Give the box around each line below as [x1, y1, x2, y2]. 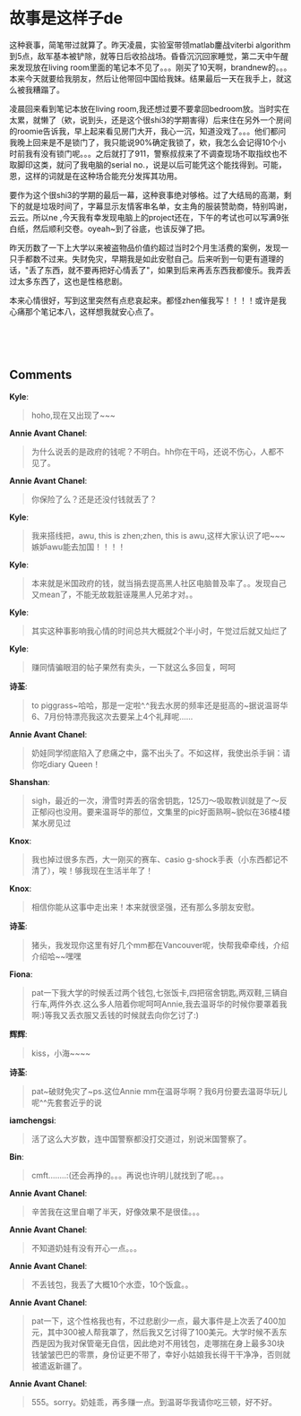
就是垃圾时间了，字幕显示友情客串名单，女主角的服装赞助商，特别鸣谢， [24, 201, 292, 212]
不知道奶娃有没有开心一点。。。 [30, 1242, 142, 1253]
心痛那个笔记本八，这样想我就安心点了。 [9, 306, 159, 316]
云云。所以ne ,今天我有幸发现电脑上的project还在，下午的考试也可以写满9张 [9, 212, 289, 222]
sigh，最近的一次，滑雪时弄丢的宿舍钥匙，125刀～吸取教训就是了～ [30, 795, 279, 806]
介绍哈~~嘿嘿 [30, 951, 82, 962]
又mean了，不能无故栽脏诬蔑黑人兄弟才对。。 [30, 589, 198, 600]
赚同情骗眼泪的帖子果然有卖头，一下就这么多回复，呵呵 [30, 661, 236, 672]
